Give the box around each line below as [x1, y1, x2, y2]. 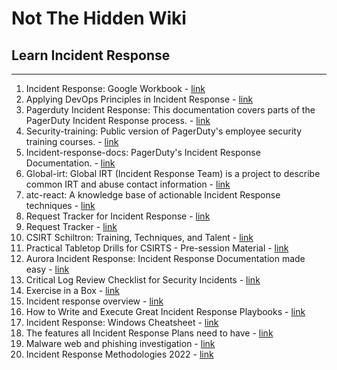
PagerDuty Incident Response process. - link [25, 115, 211, 126]
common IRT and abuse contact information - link [25, 178, 231, 190]
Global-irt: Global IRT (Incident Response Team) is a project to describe [25, 168, 321, 179]
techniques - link [25, 200, 96, 211]
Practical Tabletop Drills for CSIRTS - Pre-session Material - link [25, 242, 289, 254]
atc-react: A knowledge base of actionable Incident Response [25, 189, 281, 201]
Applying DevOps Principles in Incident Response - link [25, 93, 254, 105]
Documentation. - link [25, 157, 116, 169]
